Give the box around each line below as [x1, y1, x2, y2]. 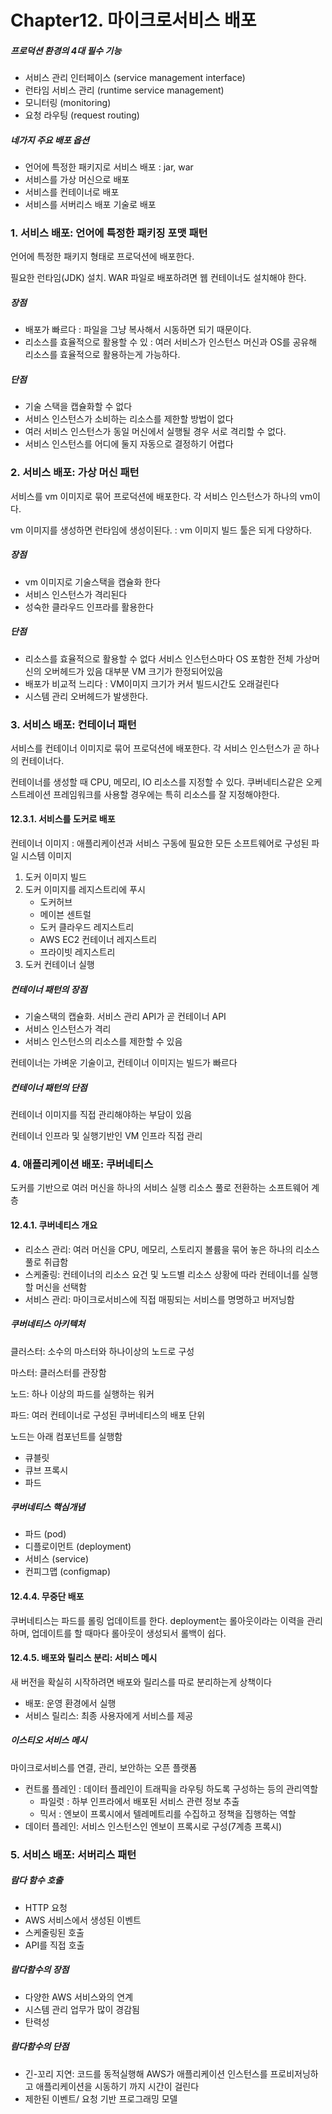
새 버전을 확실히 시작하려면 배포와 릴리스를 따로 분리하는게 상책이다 [10, 1676, 272, 1688]
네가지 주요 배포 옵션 [10, 134, 90, 146]
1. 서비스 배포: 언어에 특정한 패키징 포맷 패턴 [10, 226, 208, 240]
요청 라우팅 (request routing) [24, 109, 140, 121]
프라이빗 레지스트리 [39, 946, 116, 958]
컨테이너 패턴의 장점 [10, 983, 88, 995]
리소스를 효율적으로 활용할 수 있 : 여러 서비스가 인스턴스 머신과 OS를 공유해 [24, 336, 318, 348]
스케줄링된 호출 [24, 1926, 85, 1938]
